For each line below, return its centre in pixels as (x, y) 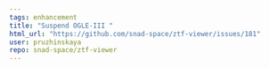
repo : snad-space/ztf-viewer (63, 50)
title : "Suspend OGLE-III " (61, 26)
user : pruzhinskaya (45, 42)
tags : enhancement (43, 17)
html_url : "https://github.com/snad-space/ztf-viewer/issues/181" (135, 34)
